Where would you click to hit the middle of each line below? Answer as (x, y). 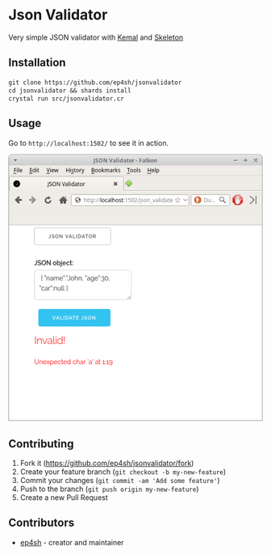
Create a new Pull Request (64, 498)
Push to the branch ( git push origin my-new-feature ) (109, 489)
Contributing (41, 444)
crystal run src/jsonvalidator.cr (67, 99)
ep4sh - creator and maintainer (72, 542)
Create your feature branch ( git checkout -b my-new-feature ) (123, 472)
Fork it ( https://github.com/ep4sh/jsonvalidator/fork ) (107, 464)
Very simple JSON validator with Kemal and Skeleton (96, 37)
